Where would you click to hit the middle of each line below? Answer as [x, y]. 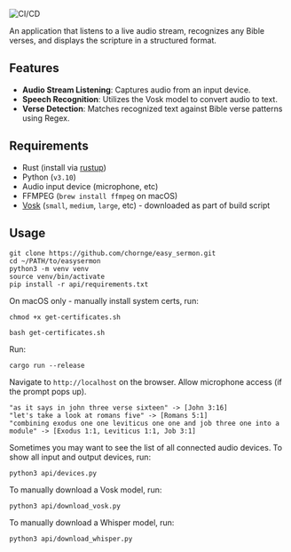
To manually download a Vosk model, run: [86, 490]
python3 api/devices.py [53, 474]
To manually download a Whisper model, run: [92, 523]
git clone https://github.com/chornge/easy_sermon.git [113, 253]
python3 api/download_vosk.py [65, 507]
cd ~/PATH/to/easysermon [55, 261]
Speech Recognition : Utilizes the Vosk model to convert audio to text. [149, 99]
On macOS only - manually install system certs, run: [104, 301]
